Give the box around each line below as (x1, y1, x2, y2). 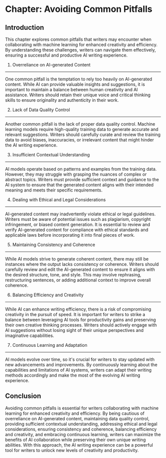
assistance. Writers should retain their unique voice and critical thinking (5, 92, 151, 98)
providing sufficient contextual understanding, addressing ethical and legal (5, 421, 158, 427)
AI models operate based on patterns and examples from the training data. (5, 166, 157, 172)
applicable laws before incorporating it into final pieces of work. (5, 232, 135, 238)
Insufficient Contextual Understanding (12, 152, 90, 157)
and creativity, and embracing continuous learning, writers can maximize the (5, 431, 161, 437)
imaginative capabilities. (5, 332, 54, 338)
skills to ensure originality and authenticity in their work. (5, 97, 119, 103)
